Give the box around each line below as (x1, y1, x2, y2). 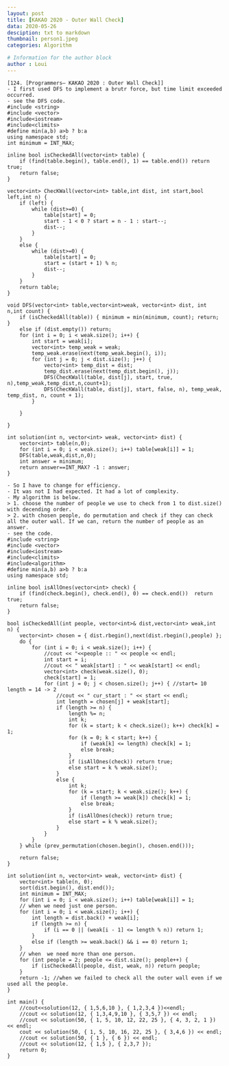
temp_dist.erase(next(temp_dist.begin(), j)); (43, 368, 180, 375)
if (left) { (19, 200, 53, 207)
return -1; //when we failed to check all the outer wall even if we (19, 974, 223, 982)
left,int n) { (7, 194, 48, 200)
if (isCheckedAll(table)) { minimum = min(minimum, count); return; (19, 314, 219, 321)
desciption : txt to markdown (7, 29, 91, 36)
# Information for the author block (7, 54, 112, 62)
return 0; (19, 1046, 48, 1054)
